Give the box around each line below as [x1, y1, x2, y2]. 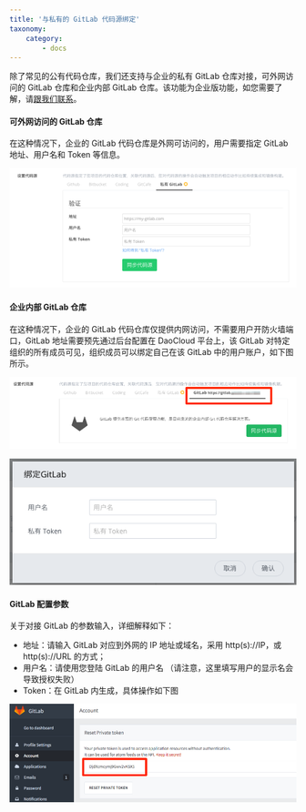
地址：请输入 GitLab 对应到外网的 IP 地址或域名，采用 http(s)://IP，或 [22, 640, 282, 651]
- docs [42, 44, 67, 53]
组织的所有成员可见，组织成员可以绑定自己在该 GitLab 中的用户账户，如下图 [9, 346, 294, 357]
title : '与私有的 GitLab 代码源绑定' [9, 15, 140, 24]
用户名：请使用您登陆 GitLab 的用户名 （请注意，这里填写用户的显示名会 [22, 663, 294, 674]
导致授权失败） [22, 674, 79, 685]
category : [25, 34, 64, 43]
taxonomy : [9, 24, 47, 34]
